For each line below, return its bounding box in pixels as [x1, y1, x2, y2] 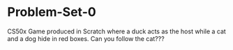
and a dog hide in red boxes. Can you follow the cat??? [7, 34, 165, 42]
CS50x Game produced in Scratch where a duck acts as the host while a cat [7, 27, 227, 35]
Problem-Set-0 [7, 4, 96, 20]
